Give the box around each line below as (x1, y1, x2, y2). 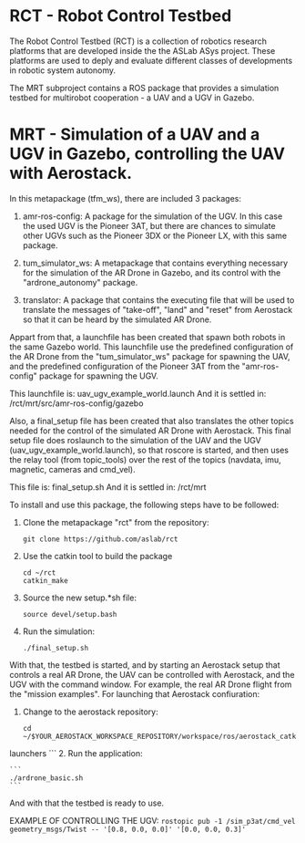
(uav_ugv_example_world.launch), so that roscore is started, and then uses (9, 444, 290, 455)
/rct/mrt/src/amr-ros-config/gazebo (9, 398, 144, 409)
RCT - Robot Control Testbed (9, 5, 232, 26)
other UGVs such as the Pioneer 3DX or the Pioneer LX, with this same (22, 230, 288, 241)
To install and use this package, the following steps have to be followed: (9, 499, 280, 510)
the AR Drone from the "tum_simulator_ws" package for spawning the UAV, (9, 350, 290, 361)
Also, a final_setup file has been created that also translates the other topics (9, 415, 294, 426)
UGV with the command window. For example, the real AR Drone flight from (9, 679, 292, 690)
